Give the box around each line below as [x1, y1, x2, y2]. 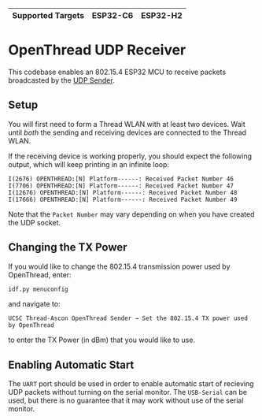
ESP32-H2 [140, 10, 183, 20]
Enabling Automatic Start [8, 358, 135, 371]
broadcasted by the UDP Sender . [8, 75, 116, 85]
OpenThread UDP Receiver [8, 41, 186, 59]
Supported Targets [12, 10, 85, 20]
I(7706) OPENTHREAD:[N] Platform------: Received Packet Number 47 [8, 181, 234, 190]
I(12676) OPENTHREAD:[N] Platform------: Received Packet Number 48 [8, 188, 238, 196]
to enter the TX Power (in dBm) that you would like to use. [8, 335, 195, 345]
